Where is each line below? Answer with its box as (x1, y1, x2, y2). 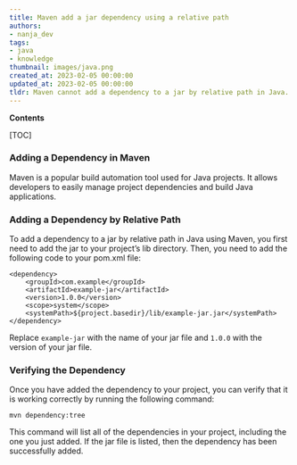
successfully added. (9, 445, 84, 456)
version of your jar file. (9, 342, 93, 353)
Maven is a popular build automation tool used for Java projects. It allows (9, 171, 278, 183)
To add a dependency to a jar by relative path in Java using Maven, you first (9, 234, 288, 245)
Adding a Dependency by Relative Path (9, 213, 181, 226)
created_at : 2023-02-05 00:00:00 (9, 71, 134, 80)
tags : (9, 37, 29, 47)
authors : (9, 21, 42, 30)
